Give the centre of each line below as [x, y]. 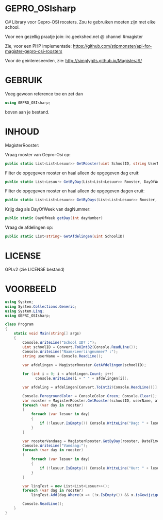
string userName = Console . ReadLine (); [63, 356]
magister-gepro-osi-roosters [34, 51]
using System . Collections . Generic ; [41, 306]
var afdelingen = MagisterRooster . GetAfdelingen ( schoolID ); [84, 365]
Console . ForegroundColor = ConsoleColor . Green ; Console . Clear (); [90, 396]
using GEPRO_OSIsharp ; [28, 103]
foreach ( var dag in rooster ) [53, 491]
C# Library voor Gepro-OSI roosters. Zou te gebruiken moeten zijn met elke [81, 22]
